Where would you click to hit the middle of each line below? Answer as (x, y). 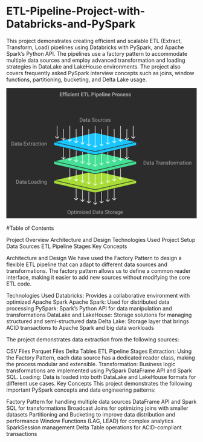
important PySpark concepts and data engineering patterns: (81, 390)
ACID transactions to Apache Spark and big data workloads (80, 327)
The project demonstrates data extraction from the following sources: (93, 339)
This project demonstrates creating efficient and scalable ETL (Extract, (94, 41)
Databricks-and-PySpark (71, 24)
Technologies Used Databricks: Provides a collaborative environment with (98, 295)
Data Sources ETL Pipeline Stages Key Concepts (67, 246)
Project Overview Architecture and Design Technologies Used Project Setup (101, 239)
